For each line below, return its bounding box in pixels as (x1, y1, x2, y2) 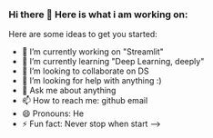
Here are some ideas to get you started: (8, 29, 158, 40)
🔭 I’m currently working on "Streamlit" (21, 46, 165, 57)
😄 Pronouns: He (21, 108, 84, 119)
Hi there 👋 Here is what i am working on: (8, 8, 188, 21)
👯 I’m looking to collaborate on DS (21, 65, 149, 76)
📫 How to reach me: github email (21, 95, 148, 106)
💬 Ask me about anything (21, 85, 117, 96)
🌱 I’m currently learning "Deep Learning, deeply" (21, 56, 205, 67)
